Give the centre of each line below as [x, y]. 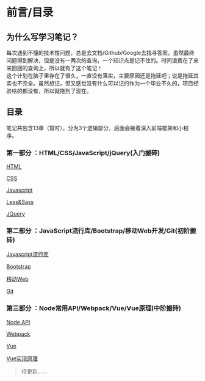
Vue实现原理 [22, 358]
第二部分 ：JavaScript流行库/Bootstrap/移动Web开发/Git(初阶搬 [101, 231]
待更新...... [34, 371]
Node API [18, 322]
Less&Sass [20, 202]
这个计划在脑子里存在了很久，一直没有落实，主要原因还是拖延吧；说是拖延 [100, 76]
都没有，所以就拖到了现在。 [57, 91]
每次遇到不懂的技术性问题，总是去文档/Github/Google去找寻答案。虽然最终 [101, 53]
